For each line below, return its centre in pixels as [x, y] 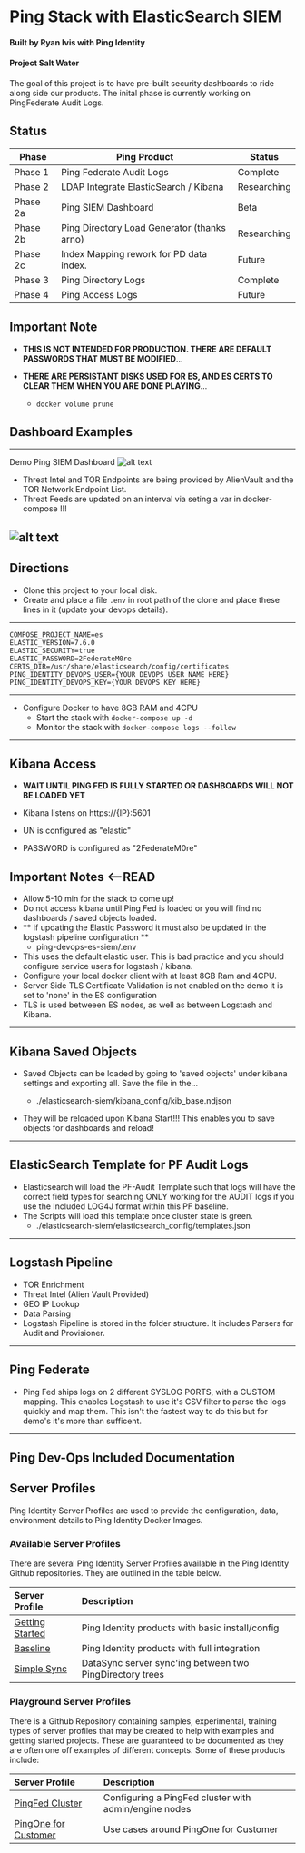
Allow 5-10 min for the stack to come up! [98, 899]
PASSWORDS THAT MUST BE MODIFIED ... [103, 358]
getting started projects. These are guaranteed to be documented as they [147, 1740]
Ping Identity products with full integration [171, 1648]
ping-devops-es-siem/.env [86, 947]
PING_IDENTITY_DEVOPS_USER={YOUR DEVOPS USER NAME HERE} [119, 674]
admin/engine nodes [147, 1809]
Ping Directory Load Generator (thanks [144, 227]
